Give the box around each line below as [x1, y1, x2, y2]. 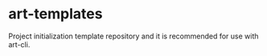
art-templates [8, 5, 103, 23]
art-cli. [8, 39, 31, 49]
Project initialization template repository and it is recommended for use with [8, 31, 259, 41]
